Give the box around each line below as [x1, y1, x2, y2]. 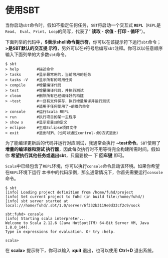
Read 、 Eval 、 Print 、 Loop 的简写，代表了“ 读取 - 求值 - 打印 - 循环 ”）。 [5, 28, 148, 34]
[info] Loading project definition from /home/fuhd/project [5, 189, 134, 195]
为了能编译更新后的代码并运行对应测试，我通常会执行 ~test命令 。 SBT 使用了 [5, 139, 161, 145]
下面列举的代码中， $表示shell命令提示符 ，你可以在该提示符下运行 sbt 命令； [5, 38, 161, 45]
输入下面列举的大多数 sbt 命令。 [5, 51, 69, 57]
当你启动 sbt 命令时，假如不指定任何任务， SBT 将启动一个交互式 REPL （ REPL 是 [5, 22, 161, 28]
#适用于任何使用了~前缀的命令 [37, 103, 90, 109]
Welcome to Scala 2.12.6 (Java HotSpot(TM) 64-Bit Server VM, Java [5, 220, 149, 225]
